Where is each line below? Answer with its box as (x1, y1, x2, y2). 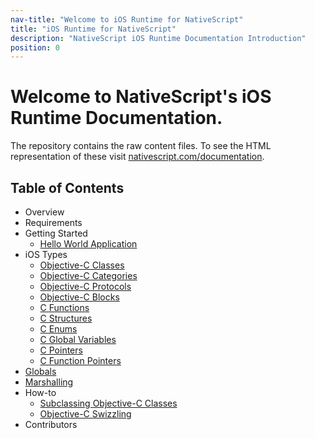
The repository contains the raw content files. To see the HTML (10, 140, 272, 152)
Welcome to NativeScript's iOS (10, 86, 272, 108)
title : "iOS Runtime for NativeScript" (10, 24, 177, 34)
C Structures (39, 312, 93, 324)
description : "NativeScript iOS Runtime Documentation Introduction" (10, 33, 307, 43)
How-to (24, 387, 57, 398)
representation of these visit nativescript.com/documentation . (10, 151, 265, 163)
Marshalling (24, 376, 74, 388)
